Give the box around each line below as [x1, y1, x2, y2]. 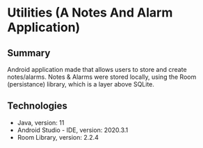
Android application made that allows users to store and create [7, 66, 187, 73]
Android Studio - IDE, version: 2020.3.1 [17, 126, 129, 134]
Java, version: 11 [17, 118, 65, 127]
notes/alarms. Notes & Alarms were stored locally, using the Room [7, 73, 197, 81]
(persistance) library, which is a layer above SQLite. [7, 80, 155, 88]
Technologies [7, 100, 68, 112]
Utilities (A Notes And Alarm [7, 5, 173, 21]
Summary [7, 47, 51, 59]
